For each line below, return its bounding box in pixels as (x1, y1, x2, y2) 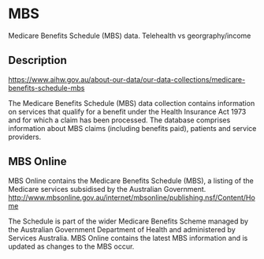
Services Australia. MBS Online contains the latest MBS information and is (8, 233, 248, 242)
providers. (8, 132, 42, 141)
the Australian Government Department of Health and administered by (8, 224, 236, 234)
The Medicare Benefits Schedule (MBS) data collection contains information (8, 98, 255, 107)
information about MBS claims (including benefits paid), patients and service (8, 123, 257, 133)
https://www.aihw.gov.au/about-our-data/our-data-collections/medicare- (8, 74, 246, 84)
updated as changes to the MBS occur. (8, 242, 135, 251)
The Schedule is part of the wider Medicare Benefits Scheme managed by (8, 216, 249, 226)
